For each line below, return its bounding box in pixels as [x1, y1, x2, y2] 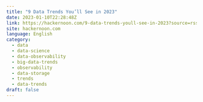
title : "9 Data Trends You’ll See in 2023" [6, 8, 118, 15]
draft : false [6, 87, 39, 93]
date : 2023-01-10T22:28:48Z [6, 14, 77, 20]
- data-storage [11, 70, 50, 76]
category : [6, 37, 31, 43]
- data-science [11, 48, 50, 54]
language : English [6, 31, 53, 37]
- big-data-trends [11, 59, 59, 65]
